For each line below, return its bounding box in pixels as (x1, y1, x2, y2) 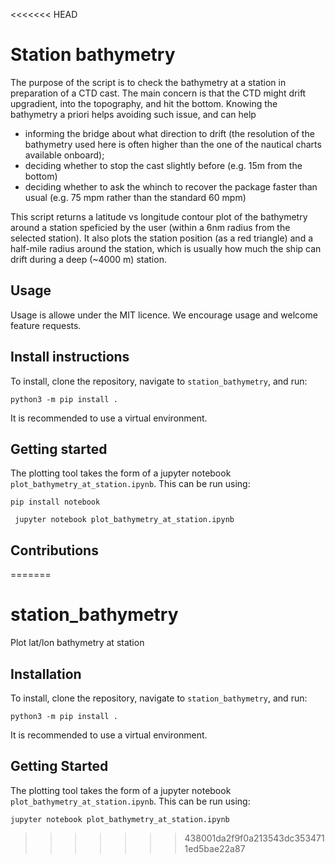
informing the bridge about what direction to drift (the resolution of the (24, 127, 315, 139)
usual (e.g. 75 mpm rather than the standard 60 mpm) (24, 191, 247, 203)
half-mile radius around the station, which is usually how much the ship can (10, 242, 322, 254)
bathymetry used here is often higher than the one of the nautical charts (24, 138, 322, 150)
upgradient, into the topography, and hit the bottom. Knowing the (10, 97, 278, 109)
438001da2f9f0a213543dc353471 (184, 832, 325, 844)
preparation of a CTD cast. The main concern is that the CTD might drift (10, 87, 307, 99)
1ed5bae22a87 (184, 842, 246, 854)
